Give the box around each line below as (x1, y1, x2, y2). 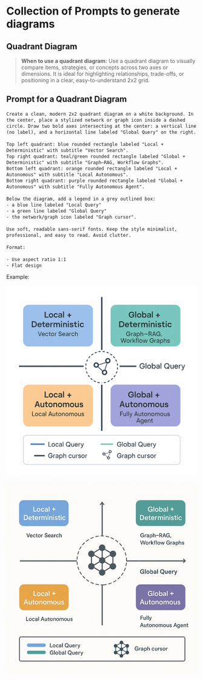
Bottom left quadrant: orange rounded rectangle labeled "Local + (6, 165, 178, 172)
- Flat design (6, 262, 42, 268)
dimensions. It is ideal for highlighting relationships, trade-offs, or (21, 70, 185, 77)
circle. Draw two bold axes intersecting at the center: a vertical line (6, 123, 197, 129)
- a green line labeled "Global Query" (6, 208, 107, 214)
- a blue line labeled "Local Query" (6, 202, 102, 208)
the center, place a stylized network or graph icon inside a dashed (6, 117, 186, 123)
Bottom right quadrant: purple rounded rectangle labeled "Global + (6, 178, 183, 184)
